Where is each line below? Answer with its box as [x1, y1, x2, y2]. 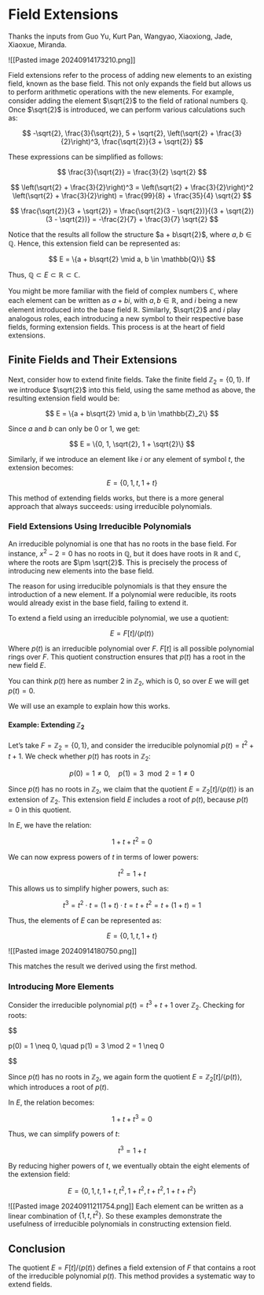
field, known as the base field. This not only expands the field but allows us [8, 79, 251, 88]
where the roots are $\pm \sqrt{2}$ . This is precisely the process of [8, 557, 228, 567]
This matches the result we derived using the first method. [8, 961, 198, 971]
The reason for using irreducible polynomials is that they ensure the [8, 581, 228, 591]
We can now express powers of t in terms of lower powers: [8, 852, 199, 861]
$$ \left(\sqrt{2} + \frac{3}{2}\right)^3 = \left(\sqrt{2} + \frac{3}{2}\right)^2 [10, 183, 254, 192]
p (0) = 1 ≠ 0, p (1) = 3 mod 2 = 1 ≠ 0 [69, 769, 195, 778]
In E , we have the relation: [8, 821, 92, 830]
